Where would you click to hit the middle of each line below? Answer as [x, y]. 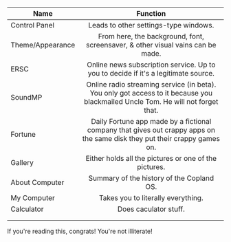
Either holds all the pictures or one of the [151, 158]
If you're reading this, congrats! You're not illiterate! [80, 231]
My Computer [33, 198]
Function [151, 13]
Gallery [22, 163]
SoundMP [26, 97]
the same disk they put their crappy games [151, 139]
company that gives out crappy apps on [151, 130]
